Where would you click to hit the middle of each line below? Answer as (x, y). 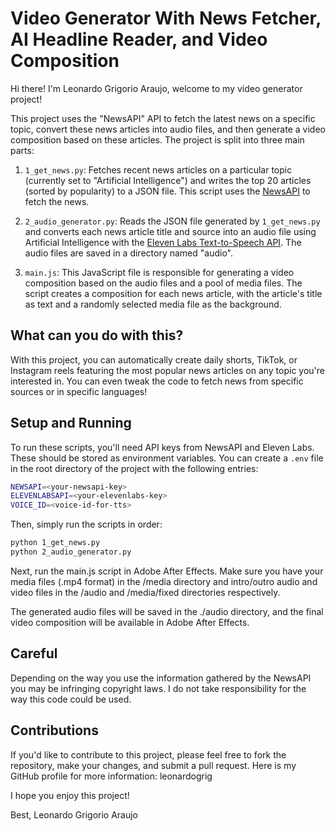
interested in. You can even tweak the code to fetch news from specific (157, 381)
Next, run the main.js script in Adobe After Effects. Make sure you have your (167, 571)
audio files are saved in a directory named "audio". (128, 253)
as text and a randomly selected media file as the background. (153, 304)
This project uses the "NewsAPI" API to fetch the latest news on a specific (163, 118)
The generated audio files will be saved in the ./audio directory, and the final (167, 611)
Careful (34, 653)
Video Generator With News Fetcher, (166, 18)
